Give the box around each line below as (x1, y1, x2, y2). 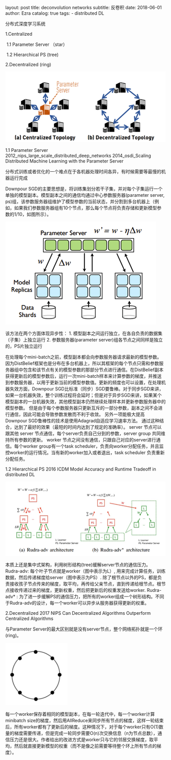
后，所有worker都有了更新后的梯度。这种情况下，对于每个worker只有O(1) (5, 724, 159, 730)
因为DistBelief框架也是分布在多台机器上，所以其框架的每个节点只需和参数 (5, 360, 159, 366)
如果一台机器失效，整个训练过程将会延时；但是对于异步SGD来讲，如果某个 (5, 392, 162, 399)
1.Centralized (5, 31, 33, 37)
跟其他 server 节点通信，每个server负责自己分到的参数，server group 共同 (5, 430, 161, 437)
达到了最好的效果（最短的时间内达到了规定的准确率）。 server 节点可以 (14, 424, 162, 430)
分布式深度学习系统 (5, 21, 46, 27)
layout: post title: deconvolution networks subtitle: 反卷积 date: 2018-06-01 (5, 5, 162, 10)
